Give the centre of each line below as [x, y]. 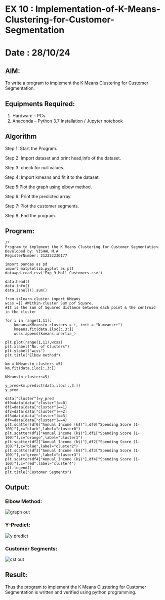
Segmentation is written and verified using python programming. [71, 592]
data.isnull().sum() [26, 290]
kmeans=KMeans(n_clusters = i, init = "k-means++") [68, 325]
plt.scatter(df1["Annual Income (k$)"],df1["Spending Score [68, 433]
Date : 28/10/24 [38, 53]
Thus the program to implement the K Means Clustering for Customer [76, 587]
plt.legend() [19, 468]
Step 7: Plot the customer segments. [42, 206]
